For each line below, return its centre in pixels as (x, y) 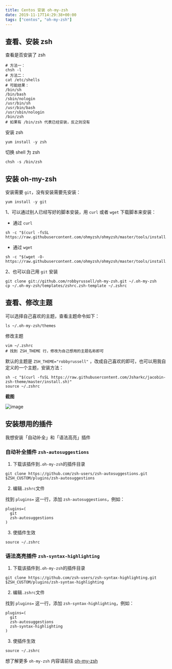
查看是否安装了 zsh (26, 55)
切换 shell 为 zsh (23, 152)
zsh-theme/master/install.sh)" (39, 382)
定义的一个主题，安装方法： (35, 367)
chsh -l (14, 70)
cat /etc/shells (23, 80)
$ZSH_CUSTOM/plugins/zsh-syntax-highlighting (55, 582)
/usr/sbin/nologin (25, 112)
